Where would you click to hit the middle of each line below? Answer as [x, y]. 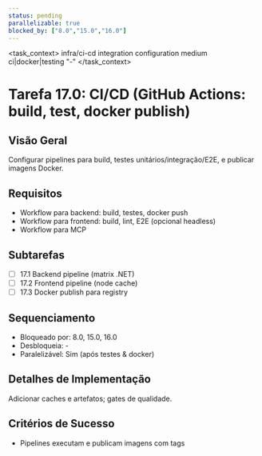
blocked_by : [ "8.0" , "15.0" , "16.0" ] [67, 30]
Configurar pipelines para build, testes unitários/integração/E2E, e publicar [131, 160]
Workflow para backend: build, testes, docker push [104, 213]
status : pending [35, 16]
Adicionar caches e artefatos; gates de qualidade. [90, 398]
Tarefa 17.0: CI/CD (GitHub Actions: [127, 94]
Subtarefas [37, 255]
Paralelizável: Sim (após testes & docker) [87, 354]
